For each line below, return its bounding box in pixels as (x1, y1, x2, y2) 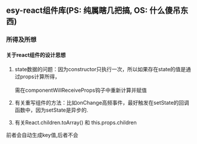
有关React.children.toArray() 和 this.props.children (14, 119, 137, 126)
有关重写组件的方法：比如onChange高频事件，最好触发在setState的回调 (14, 99, 190, 106)
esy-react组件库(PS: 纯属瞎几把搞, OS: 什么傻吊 (6, 5, 181, 16)
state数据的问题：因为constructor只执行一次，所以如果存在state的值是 (14, 65, 186, 72)
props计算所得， (19, 73, 60, 80)
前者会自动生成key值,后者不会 (6, 131, 78, 138)
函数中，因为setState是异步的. (14, 106, 88, 113)
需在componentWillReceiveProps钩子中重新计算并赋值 (14, 86, 147, 93)
